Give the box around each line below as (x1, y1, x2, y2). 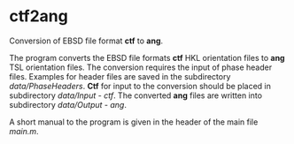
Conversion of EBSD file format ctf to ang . (9, 35, 164, 46)
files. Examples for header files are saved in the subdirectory (9, 71, 231, 81)
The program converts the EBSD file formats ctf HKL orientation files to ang (9, 52, 285, 63)
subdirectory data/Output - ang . (9, 99, 127, 110)
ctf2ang (9, 6, 68, 27)
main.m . (9, 125, 39, 136)
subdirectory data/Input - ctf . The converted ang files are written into (9, 90, 263, 101)
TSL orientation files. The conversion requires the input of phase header (9, 62, 273, 72)
